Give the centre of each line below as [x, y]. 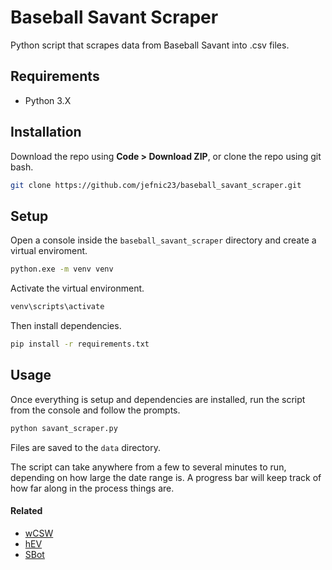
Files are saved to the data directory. [85, 447]
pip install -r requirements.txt [80, 344]
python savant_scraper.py [64, 428]
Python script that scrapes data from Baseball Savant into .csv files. [150, 45]
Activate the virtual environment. [77, 288]
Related [26, 511]
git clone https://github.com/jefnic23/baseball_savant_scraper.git [156, 185]
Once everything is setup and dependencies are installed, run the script [158, 399]
